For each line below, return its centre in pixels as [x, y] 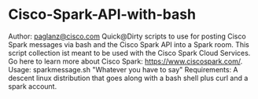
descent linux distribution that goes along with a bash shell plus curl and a [128, 78]
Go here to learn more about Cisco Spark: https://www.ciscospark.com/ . [125, 61]
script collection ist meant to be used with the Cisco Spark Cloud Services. [129, 53]
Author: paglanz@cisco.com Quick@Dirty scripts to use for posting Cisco [127, 36]
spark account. [33, 86]
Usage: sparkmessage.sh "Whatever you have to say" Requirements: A [123, 69]
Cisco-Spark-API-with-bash [102, 15]
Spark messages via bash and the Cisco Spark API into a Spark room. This [129, 44]
